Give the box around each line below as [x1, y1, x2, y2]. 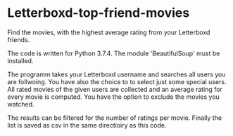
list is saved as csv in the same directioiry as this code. [7, 121, 167, 129]
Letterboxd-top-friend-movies [7, 5, 190, 21]
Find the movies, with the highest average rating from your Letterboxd [7, 28, 210, 36]
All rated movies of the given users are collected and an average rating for [7, 85, 223, 93]
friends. [7, 35, 30, 43]
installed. [7, 56, 34, 64]
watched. [7, 100, 34, 108]
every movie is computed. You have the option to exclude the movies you [7, 93, 220, 101]
